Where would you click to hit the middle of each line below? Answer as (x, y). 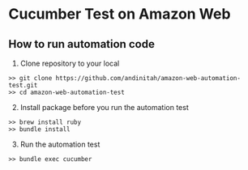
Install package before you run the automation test (104, 107)
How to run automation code (82, 44)
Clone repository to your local (70, 63)
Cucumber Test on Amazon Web (120, 14)
